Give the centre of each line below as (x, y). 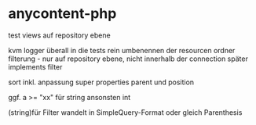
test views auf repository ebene (60, 35)
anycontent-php (62, 14)
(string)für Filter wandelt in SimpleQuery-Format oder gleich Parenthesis (125, 112)
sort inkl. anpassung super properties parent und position (101, 82)
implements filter (35, 66)
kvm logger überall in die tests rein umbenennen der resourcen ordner (122, 50)
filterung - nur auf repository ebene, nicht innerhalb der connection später (128, 59)
